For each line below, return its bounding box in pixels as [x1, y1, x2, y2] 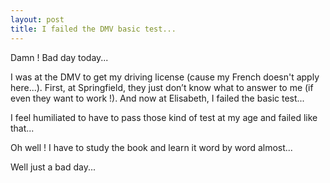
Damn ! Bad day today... [10, 51, 109, 63]
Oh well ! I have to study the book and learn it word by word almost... [10, 141, 293, 153]
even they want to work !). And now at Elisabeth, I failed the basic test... [10, 92, 305, 104]
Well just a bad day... [10, 161, 97, 173]
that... [10, 122, 35, 134]
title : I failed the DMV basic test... [10, 24, 177, 34]
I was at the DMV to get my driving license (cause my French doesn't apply [10, 71, 320, 83]
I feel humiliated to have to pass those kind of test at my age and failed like [10, 111, 318, 123]
